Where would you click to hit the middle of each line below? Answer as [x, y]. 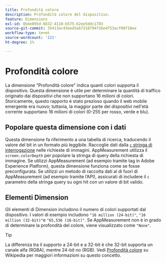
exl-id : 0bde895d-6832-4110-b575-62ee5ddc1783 [54, 24]
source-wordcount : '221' [31, 38]
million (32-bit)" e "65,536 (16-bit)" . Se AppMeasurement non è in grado [83, 220]
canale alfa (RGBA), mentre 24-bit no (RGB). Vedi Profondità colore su [77, 250]
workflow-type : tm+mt [28, 33]
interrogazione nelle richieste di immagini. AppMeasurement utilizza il [76, 150]
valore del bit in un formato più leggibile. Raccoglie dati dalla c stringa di [79, 145]
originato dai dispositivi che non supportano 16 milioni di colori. [70, 96]
